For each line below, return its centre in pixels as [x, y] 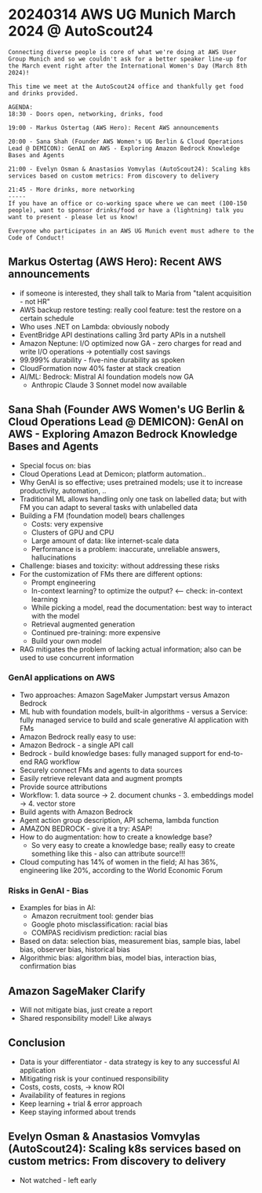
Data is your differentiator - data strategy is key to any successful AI [129, 1062]
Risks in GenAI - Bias [48, 890]
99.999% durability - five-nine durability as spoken [102, 360]
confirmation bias [48, 966]
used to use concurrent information [77, 657]
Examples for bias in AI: [58, 908]
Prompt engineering [63, 582]
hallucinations [54, 557]
